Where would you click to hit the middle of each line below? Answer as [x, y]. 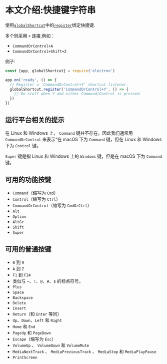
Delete [19, 303]
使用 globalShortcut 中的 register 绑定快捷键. [50, 25]
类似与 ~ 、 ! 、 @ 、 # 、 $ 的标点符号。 [48, 281]
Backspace [23, 298]
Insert [19, 308]
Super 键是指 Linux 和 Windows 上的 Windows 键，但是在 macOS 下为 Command [84, 156]
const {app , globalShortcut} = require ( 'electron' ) [60, 71]
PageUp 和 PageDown [31, 332]
